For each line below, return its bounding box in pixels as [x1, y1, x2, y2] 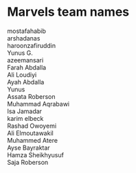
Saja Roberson [7, 158, 49, 166]
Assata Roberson [7, 92, 56, 100]
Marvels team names [7, 4, 130, 20]
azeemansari [7, 56, 44, 64]
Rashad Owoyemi [7, 122, 57, 130]
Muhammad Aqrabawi [7, 100, 70, 108]
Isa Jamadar [7, 107, 43, 115]
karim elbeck [7, 114, 44, 122]
